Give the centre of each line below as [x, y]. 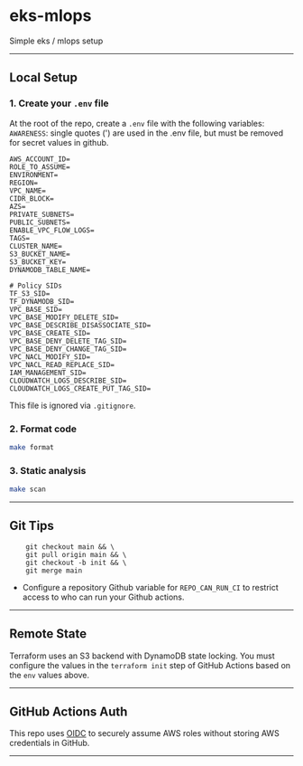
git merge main [54, 571]
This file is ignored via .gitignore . [73, 405]
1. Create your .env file [60, 103]
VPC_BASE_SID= [36, 309]
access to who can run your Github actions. [103, 597]
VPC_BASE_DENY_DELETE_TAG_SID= [68, 341]
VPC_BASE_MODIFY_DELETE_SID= [64, 317]
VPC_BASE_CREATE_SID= [50, 333]
